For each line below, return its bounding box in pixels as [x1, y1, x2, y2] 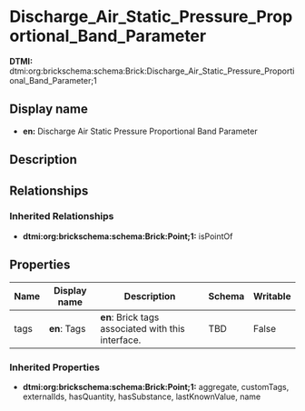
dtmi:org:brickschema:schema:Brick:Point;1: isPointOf [22, 230, 233, 242]
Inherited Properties [9, 361, 100, 374]
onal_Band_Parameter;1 [9, 75, 97, 85]
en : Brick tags [100, 311, 160, 324]
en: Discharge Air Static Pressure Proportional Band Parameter [22, 125, 258, 136]
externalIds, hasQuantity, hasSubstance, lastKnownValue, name [22, 391, 261, 402]
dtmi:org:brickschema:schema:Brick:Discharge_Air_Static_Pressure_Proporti [9, 65, 295, 76]
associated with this [100, 322, 186, 335]
